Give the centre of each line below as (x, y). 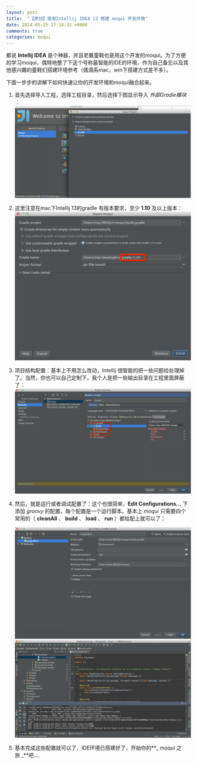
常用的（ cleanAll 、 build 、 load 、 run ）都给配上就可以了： (90, 518)
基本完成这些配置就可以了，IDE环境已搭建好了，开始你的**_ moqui (95, 748)
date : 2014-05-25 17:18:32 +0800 (47, 25)
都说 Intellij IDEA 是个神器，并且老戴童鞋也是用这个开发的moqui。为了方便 (96, 55)
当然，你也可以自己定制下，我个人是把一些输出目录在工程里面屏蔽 (105, 378)
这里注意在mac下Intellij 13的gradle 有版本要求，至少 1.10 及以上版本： (98, 208)
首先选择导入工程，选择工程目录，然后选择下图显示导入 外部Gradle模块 (100, 95)
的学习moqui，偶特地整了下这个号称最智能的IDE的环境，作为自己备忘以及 (95, 63)
